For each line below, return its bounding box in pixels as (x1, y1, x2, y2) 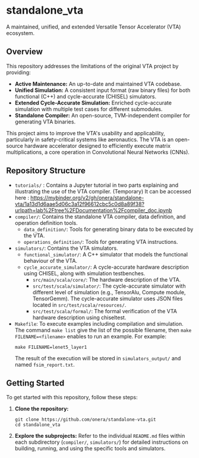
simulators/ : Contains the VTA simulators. (14, 244, 119, 252)
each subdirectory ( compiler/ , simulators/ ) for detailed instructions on (14, 438, 188, 446)
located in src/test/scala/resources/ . (32, 301, 127, 308)
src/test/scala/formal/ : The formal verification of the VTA (32, 307, 177, 314)
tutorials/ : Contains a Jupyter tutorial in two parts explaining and (14, 182, 179, 189)
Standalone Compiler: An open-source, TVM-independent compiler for (14, 112, 190, 119)
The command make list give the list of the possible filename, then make (14, 326, 192, 333)
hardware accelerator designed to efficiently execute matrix (24, 142, 171, 149)
